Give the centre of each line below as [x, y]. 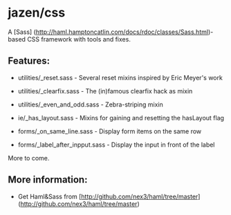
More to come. [29, 158]
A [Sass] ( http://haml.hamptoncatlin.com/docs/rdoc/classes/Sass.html [108, 32]
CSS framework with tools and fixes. [79, 39]
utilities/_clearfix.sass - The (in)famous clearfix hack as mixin [105, 91]
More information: [48, 180]
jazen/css [37, 13]
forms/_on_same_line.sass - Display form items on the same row [110, 131]
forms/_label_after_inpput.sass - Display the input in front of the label [116, 144]
